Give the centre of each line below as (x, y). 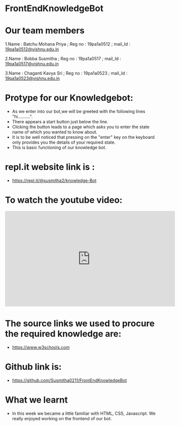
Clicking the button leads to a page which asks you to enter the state (81, 127)
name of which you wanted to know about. (55, 132)
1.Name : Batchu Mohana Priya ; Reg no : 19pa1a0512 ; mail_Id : (68, 44)
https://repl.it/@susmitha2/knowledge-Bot (54, 180)
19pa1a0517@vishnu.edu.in (32, 64)
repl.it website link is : (50, 167)
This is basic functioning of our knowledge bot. (59, 147)
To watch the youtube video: (64, 200)
